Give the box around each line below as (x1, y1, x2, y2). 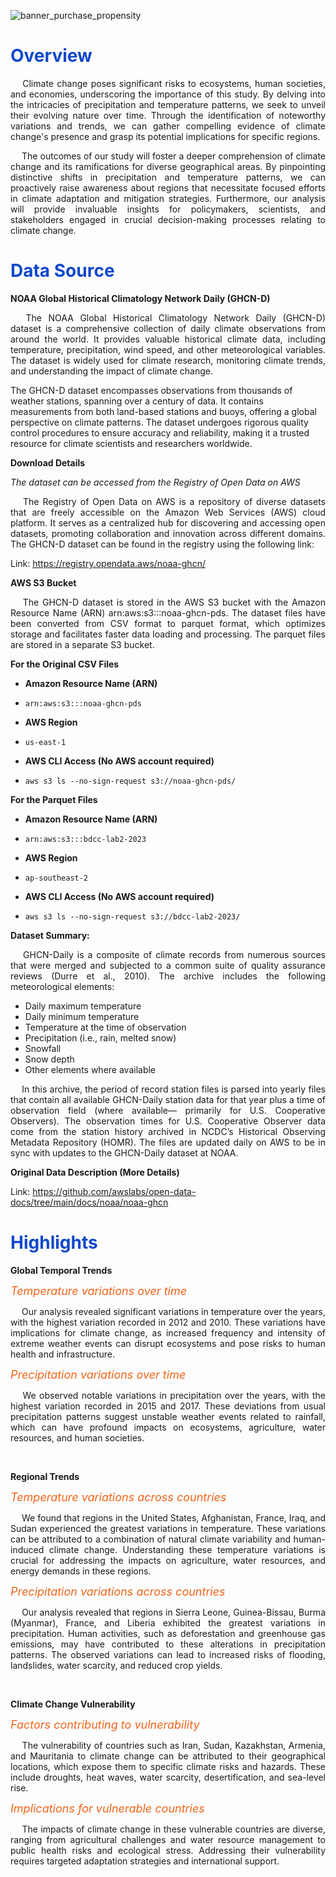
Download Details (10, 456, 86, 469)
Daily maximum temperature (24, 1000, 142, 1012)
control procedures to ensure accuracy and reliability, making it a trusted (10, 426, 310, 439)
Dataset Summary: (10, 929, 90, 941)
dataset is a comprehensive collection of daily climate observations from (10, 322, 326, 334)
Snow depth (24, 1053, 75, 1065)
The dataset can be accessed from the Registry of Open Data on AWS (10, 476, 301, 488)
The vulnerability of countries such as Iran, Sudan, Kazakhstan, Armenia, (21, 1739, 326, 1751)
